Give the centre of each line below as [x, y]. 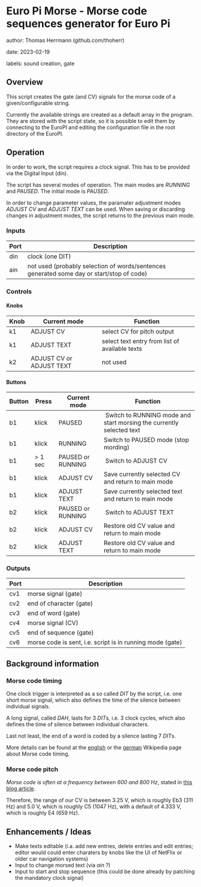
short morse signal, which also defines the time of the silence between [93, 700]
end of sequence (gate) [60, 633]
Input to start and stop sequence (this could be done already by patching [105, 871]
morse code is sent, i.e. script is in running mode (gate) [105, 643]
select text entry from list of [140, 341]
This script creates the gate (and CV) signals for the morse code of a [91, 96]
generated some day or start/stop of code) [87, 273]
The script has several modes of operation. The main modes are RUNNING [98, 185]
